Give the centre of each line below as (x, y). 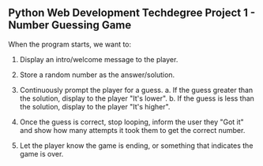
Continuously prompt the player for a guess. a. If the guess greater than (136, 90)
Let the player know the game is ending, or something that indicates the (136, 146)
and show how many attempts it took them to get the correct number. (132, 130)
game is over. (41, 153)
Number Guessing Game (70, 26)
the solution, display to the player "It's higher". (95, 106)
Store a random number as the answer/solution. (97, 75)
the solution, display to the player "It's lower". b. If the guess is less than (137, 98)
